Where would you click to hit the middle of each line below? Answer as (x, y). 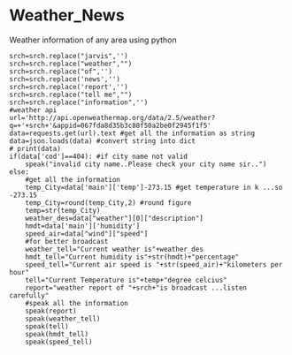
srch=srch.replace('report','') (69, 87)
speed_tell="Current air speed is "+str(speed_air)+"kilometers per (154, 264)
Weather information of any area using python (93, 40)
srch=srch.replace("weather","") (71, 64)
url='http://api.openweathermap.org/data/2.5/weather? (112, 117)
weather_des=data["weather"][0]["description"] (114, 218)
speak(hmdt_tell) (57, 334)
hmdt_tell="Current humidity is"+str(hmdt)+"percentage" (132, 257)
